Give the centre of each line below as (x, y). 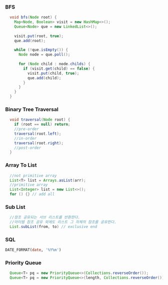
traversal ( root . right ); (39, 143)
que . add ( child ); (44, 78)
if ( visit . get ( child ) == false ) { (59, 69)
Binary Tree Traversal (32, 109)
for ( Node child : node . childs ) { (54, 64)
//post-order (28, 148)
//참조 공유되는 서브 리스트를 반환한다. (45, 217)
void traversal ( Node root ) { (40, 120)
